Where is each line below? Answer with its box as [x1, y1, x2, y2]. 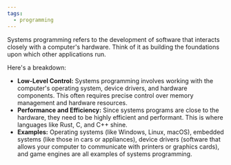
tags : [7, 10, 23, 17]
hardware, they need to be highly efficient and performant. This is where [17, 113, 223, 121]
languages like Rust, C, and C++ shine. [17, 120, 128, 129]
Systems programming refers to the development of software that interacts [7, 35, 220, 43]
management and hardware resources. [17, 98, 128, 107]
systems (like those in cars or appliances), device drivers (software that [17, 135, 221, 143]
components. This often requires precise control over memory [17, 91, 194, 100]
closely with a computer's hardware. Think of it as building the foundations [7, 43, 219, 51]
